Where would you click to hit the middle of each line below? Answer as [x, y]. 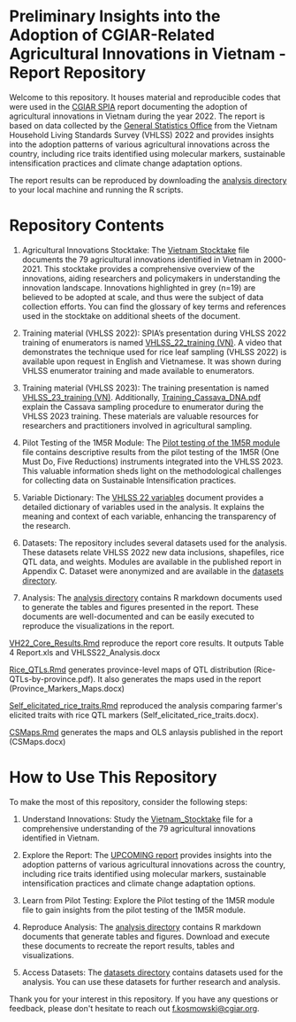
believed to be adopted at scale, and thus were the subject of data [143, 297]
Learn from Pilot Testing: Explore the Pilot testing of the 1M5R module [148, 900]
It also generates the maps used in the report [179, 678]
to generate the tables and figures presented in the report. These [140, 607]
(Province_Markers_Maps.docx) [67, 688]
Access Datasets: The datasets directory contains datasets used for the [152, 972]
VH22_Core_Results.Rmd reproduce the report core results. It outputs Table [147, 643]
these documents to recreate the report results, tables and [128, 946]
